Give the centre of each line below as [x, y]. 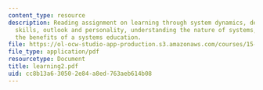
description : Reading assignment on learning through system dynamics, [127, 23]
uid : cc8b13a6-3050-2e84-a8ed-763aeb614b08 [80, 74]
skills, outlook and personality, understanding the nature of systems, [136, 30]
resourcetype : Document [47, 59]
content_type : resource [47, 15]
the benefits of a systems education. [79, 37]
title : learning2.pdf [43, 67]
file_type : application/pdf [54, 52]
